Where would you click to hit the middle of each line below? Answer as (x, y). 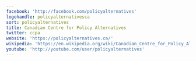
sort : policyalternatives (37, 22)
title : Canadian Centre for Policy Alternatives (66, 28)
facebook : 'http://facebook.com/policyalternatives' (71, 11)
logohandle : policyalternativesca (48, 17)
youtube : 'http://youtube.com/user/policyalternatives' (75, 49)
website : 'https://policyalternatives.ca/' (60, 38)
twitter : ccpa (23, 33)
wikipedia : (19, 44)
